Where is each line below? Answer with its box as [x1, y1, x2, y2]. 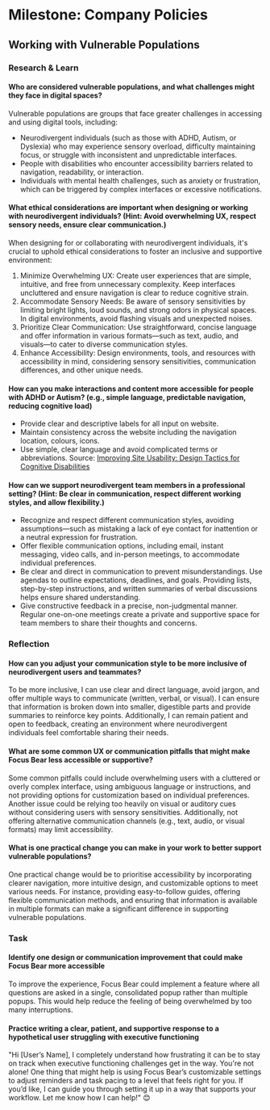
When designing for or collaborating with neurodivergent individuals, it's [8, 238, 248, 247]
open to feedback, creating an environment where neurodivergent [8, 719, 227, 729]
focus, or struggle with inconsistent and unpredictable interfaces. [19, 149, 238, 159]
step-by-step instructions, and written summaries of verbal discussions [19, 584, 258, 594]
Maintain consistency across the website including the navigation [19, 427, 237, 437]
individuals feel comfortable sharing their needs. [8, 728, 169, 738]
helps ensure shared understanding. [19, 592, 141, 603]
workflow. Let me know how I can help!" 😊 [8, 1093, 151, 1103]
